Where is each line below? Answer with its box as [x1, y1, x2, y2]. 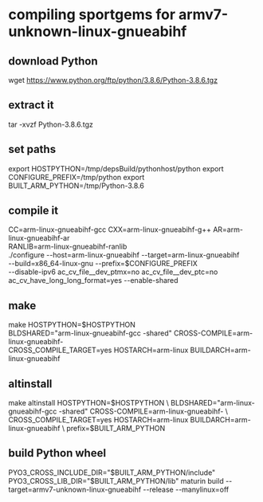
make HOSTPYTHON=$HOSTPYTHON [8, 320, 135, 330]
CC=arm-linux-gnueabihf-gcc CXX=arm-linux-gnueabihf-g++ [8, 225, 211, 234]
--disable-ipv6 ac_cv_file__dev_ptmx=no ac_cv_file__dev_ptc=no [8, 267, 218, 276]
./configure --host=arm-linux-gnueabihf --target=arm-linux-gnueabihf [8, 250, 240, 260]
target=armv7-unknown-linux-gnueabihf [8, 484, 142, 494]
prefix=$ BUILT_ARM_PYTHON [66, 424, 166, 433]
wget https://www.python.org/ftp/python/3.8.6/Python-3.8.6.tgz [8, 76, 218, 84]
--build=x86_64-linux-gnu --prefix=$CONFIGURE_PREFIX [8, 259, 198, 269]
